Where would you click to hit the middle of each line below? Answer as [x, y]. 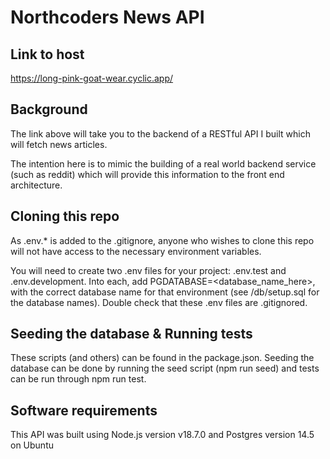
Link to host [47, 54]
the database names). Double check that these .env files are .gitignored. [159, 302]
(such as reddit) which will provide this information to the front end [147, 174]
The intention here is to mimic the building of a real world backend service [163, 163]
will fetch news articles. [59, 144]
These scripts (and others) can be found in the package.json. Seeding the [162, 358]
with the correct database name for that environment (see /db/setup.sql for [165, 292]
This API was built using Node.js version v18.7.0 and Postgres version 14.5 [162, 435]
